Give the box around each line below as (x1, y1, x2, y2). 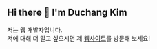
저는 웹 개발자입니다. (7, 25, 63, 34)
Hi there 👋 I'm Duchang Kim (7, 7, 127, 18)
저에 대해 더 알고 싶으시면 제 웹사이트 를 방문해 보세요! (7, 34, 150, 42)
